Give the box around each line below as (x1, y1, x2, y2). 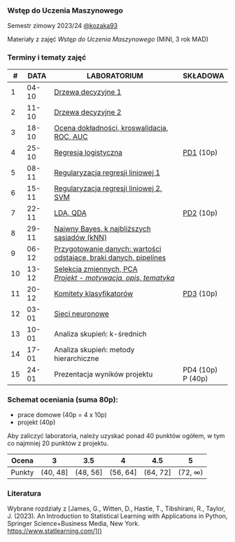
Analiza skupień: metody (54, 344, 135, 354)
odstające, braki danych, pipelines (54, 252, 166, 262)
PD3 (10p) (183, 288, 218, 298)
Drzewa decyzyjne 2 (54, 107, 122, 117)
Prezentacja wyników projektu (54, 369, 153, 379)
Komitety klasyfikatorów (54, 288, 134, 298)
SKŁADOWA (183, 71, 225, 81)
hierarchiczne (54, 353, 99, 363)
